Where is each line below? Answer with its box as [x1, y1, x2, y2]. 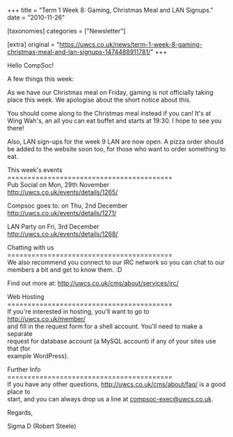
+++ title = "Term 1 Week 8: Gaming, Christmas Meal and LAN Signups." [7, 6, 214, 14]
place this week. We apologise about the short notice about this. [7, 95, 191, 104]
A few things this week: [7, 75, 74, 83]
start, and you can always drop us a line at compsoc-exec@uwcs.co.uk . [7, 395, 214, 403]
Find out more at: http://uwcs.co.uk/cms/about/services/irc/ [7, 279, 179, 287]
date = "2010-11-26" [7, 13, 65, 22]
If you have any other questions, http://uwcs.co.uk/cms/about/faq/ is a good [7, 380, 226, 388]
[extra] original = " [7, 40, 60, 48]
